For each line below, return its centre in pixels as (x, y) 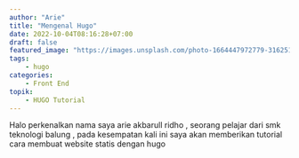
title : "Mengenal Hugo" (53, 26)
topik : (21, 91)
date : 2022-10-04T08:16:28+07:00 (71, 34)
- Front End (47, 83)
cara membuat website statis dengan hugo (88, 144)
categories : (31, 75)
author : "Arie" (37, 17)
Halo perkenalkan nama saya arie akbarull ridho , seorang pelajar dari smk (145, 125)
